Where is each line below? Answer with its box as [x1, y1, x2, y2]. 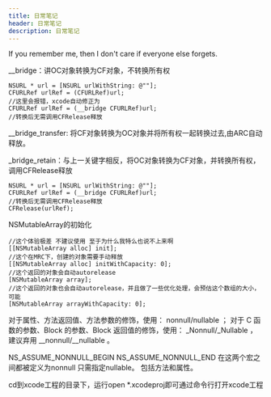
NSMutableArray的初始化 [8, 220, 92, 230]
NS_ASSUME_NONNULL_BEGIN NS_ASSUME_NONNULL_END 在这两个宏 [8, 353, 253, 362]
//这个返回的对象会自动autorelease [8, 268, 116, 277]
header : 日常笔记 [8, 19, 62, 27]
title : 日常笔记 [8, 11, 58, 20]
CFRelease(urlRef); [8, 205, 74, 213]
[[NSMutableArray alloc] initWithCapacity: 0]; [8, 260, 172, 268]
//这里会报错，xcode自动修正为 [8, 98, 100, 106]
